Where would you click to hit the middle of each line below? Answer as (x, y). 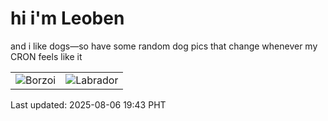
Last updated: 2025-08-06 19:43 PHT (88, 104)
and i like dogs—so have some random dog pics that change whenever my (164, 46)
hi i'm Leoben (67, 18)
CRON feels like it (46, 56)
